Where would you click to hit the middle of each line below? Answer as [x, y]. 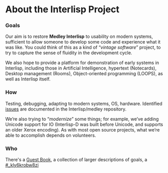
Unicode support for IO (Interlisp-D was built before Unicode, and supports [84, 124]
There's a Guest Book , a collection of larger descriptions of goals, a [76, 160]
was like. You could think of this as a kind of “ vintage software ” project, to [83, 48]
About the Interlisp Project [63, 9]
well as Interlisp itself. [28, 79]
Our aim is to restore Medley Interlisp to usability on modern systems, [79, 36]
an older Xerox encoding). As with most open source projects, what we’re [82, 129]
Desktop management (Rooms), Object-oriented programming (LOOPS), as [84, 74]
